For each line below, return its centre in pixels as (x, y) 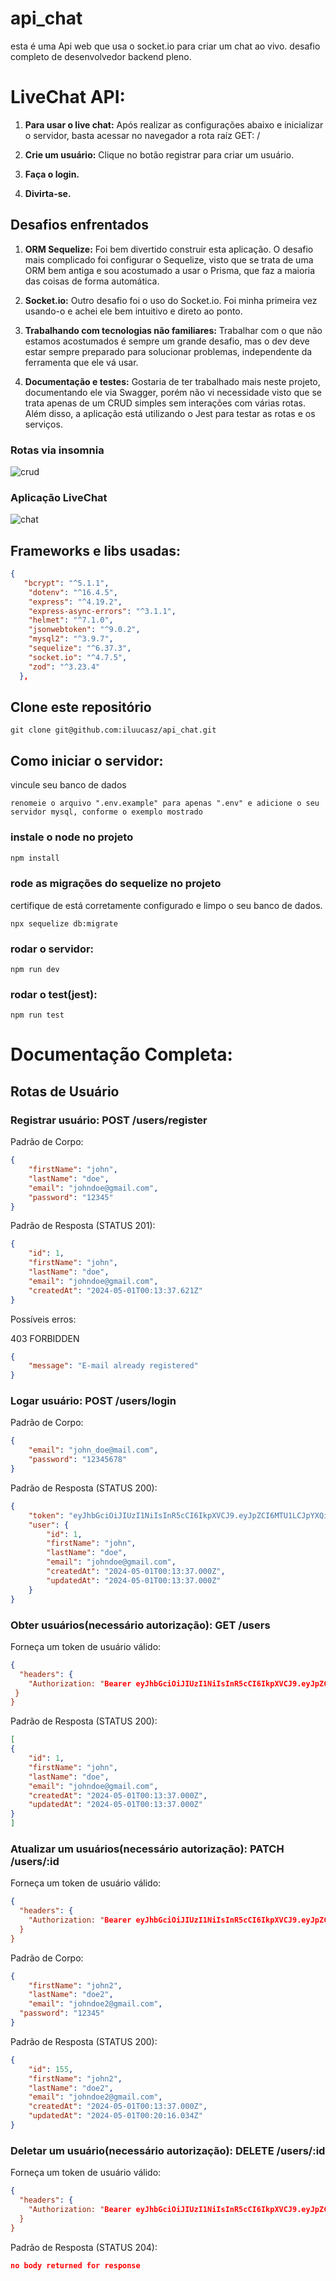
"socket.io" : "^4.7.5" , (78, 657)
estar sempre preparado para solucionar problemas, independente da (168, 351)
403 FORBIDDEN (45, 1338)
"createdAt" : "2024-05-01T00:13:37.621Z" (115, 1290)
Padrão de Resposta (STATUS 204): (84, 2247)
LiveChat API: (68, 97)
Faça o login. (52, 174)
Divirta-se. (48, 193)
